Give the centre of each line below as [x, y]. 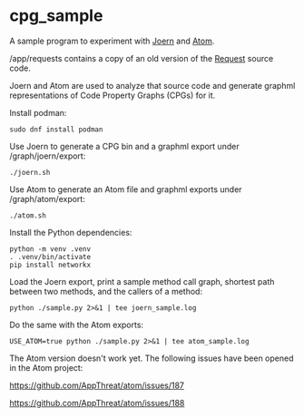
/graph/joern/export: [48, 156]
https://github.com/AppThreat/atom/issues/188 [97, 402]
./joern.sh [30, 172]
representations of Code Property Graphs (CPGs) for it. [113, 95]
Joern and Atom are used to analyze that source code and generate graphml [152, 85]
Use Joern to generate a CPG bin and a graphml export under [124, 146]
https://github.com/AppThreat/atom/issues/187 [97, 385]
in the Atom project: [46, 367]
